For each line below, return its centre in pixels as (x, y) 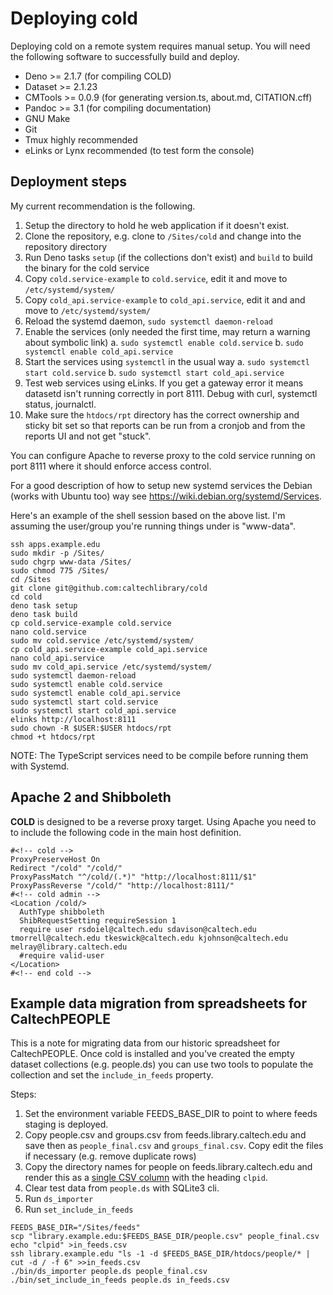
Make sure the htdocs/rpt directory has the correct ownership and (162, 414)
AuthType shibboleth (62, 912)
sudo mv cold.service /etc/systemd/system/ (102, 640)
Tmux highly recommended (81, 139)
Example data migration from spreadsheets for (158, 1003)
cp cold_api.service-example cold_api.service (109, 649)
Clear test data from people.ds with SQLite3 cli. (122, 1188)
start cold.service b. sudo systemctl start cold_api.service (154, 372)
